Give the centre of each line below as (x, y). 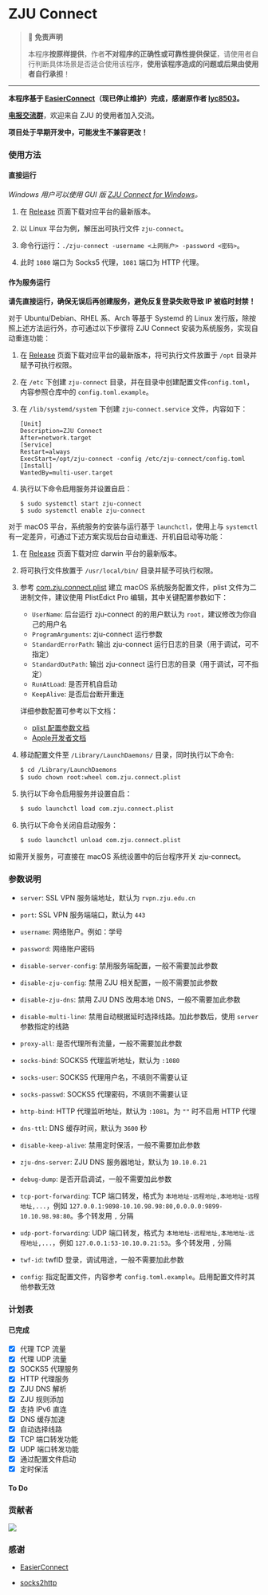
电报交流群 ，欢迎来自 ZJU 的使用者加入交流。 (84, 115)
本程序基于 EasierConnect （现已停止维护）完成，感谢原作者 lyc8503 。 (126, 98)
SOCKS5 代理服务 (49, 1369)
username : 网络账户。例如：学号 (71, 932)
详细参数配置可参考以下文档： (69, 711)
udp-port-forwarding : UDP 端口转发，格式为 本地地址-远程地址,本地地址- (134, 1233)
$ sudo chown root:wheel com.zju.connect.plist (100, 778)
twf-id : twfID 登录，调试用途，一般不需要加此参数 (102, 1260)
